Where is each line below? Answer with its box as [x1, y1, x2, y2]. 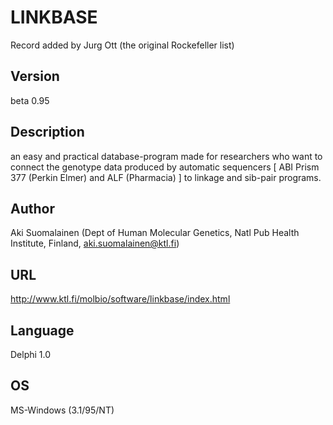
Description [10, 124, 85, 141]
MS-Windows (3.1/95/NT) [10, 404, 115, 416]
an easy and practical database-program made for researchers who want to [10, 150, 323, 162]
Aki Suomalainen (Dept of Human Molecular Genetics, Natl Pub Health [10, 227, 300, 239]
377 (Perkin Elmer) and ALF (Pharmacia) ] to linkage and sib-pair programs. [10, 171, 322, 183]
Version [10, 68, 60, 85]
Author [10, 200, 55, 217]
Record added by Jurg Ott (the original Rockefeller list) [10, 39, 235, 51]
